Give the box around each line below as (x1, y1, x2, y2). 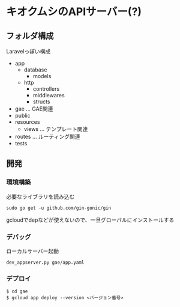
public (14, 112, 31, 119)
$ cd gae (6, 288, 28, 294)
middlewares (32, 92, 65, 99)
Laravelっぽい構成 (6, 48, 51, 55)
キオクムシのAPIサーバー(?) (6, 5, 142, 19)
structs (32, 98, 50, 105)
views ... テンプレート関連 (23, 126, 88, 132)
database (23, 66, 47, 73)
